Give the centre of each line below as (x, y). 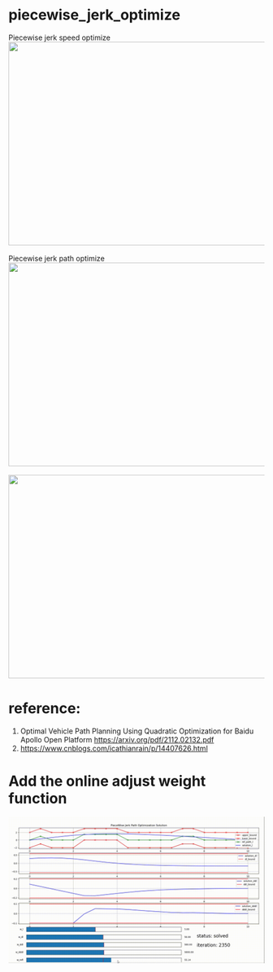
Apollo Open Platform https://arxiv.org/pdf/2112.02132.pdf (117, 739)
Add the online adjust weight (107, 781)
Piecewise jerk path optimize (57, 258)
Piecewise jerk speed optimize (60, 37)
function (38, 799)
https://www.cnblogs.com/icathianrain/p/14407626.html (114, 748)
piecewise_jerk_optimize (95, 15)
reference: (45, 709)
